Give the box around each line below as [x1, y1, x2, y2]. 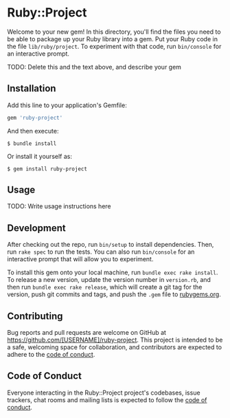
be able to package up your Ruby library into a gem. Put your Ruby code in [7, 34, 218, 43]
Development [7, 222, 67, 234]
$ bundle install [7, 140, 57, 147]
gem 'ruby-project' [7, 114, 63, 121]
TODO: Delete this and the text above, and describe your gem [7, 63, 182, 71]
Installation [7, 82, 56, 94]
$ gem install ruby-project [7, 165, 88, 173]
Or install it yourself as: [7, 152, 72, 160]
